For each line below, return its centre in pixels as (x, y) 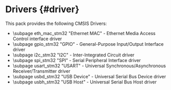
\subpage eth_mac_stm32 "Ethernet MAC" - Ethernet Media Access (84, 33)
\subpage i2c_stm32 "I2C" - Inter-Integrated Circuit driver (74, 55)
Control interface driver (37, 39)
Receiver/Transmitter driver (41, 71)
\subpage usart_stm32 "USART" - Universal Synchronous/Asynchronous (89, 66)
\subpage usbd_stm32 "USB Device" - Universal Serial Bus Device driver (89, 76)
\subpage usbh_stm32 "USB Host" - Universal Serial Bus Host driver (84, 82)
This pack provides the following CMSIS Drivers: (56, 23)
